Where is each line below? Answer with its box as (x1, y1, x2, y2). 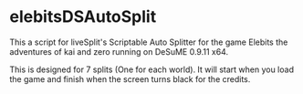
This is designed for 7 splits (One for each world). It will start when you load (9, 64, 295, 75)
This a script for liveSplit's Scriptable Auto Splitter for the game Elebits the (9, 37, 288, 47)
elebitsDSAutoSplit (9, 6, 157, 27)
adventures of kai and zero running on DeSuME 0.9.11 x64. (9, 46, 229, 57)
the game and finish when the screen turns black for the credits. (9, 73, 251, 84)
